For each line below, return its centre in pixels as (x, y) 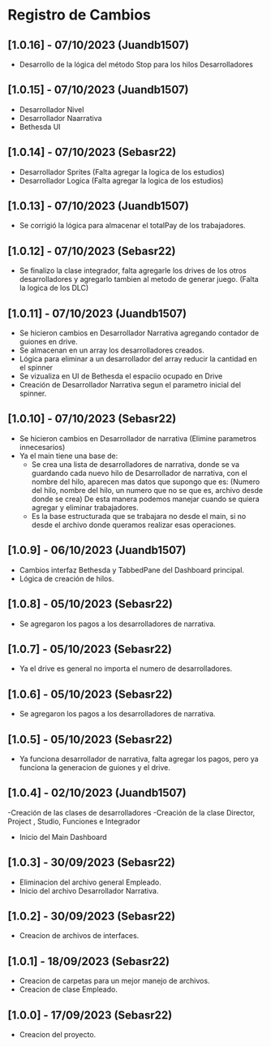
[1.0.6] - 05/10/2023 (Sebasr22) (90, 694)
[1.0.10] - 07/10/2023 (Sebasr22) (92, 419)
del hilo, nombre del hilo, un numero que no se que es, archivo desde (147, 490)
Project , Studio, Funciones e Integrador (74, 821)
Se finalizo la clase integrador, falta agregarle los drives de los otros (133, 270)
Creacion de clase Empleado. (69, 989)
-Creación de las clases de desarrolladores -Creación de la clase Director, (131, 812)
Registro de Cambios (80, 15)
